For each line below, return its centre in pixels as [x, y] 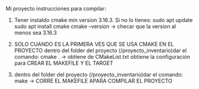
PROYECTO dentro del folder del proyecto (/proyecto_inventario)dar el [100, 50]
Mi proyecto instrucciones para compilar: [56, 9]
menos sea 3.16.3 [35, 33]
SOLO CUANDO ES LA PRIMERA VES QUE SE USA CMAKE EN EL [94, 44]
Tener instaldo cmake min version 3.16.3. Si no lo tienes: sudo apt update [103, 20]
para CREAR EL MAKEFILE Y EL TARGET [64, 63]
